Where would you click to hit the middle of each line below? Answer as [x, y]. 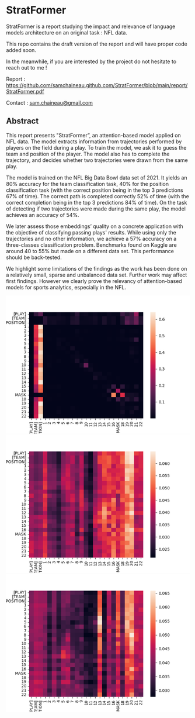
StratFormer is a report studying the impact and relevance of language [91, 26]
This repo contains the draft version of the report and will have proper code [97, 44]
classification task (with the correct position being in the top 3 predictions [95, 190]
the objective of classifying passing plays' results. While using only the [91, 232]
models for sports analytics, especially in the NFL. [66, 287]
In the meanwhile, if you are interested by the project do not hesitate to [91, 61]
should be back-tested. [34, 257]
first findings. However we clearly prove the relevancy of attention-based [94, 281]
